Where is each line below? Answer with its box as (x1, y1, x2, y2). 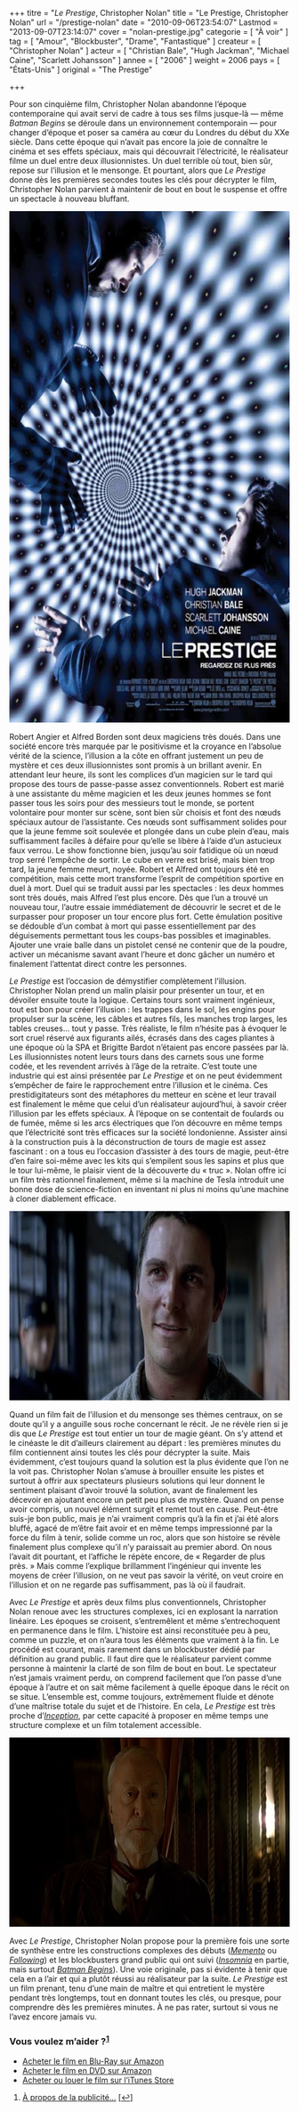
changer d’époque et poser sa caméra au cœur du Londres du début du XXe (9, 127, 290, 137)
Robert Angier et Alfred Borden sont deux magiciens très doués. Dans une (9, 732, 281, 742)
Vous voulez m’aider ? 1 (9, 2034, 109, 2048)
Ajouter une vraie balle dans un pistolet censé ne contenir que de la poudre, (9, 939, 287, 950)
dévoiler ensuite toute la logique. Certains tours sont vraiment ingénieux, (9, 995, 276, 1005)
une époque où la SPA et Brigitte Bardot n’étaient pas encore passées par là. (9, 1042, 289, 1052)
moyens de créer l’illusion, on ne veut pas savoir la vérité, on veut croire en (9, 1571, 284, 1580)
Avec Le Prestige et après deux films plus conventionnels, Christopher (9, 1597, 267, 1607)
